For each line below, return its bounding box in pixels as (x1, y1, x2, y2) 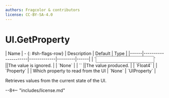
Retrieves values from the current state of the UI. (5, 78, 107, 84)
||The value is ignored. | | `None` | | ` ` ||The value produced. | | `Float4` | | (5, 63, 157, 69)
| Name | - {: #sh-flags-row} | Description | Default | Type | (5, 51, 128, 57)
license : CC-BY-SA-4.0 (5, 12, 53, 17)
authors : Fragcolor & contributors (5, 7, 80, 13)
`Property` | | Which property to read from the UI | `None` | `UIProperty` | (5, 68, 156, 74)
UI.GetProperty (5, 34, 70, 45)
